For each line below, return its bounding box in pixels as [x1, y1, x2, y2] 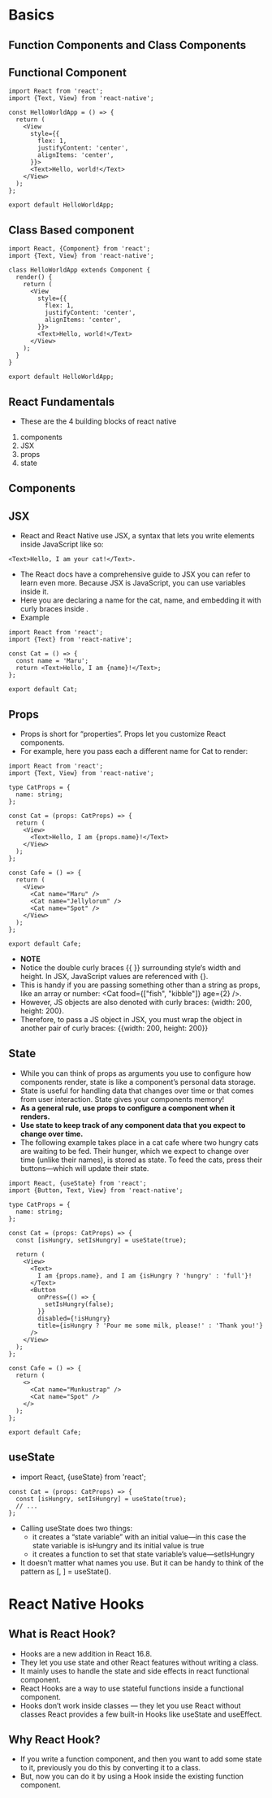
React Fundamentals [8, 394, 115, 408]
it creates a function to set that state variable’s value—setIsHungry [32, 1549, 255, 1559]
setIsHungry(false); [44, 1300, 114, 1308]
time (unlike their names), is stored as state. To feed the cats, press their [19, 1155, 262, 1165]
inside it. [19, 587, 49, 597]
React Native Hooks [8, 1595, 145, 1613]
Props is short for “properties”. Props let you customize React [19, 729, 226, 739]
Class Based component [8, 223, 135, 237]
